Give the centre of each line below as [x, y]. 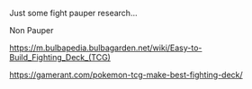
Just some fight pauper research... [73, 13]
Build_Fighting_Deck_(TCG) [60, 57]
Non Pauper [31, 30]
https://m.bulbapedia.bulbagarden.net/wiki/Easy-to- [106, 48]
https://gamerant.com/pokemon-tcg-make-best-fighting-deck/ [126, 75]
